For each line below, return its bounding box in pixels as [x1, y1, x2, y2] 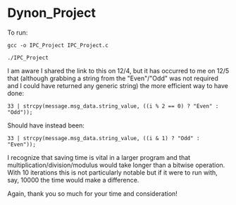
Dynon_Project [7, 5, 97, 21]
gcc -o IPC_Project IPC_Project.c [7, 42, 109, 49]
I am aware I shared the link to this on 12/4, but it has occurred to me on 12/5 [7, 66, 230, 75]
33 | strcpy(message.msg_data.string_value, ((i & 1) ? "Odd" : [7, 135, 200, 142]
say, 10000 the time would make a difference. [7, 175, 139, 184]
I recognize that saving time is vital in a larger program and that [7, 153, 191, 161]
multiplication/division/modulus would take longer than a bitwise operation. [7, 161, 225, 169]
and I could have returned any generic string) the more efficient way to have [7, 81, 229, 89]
